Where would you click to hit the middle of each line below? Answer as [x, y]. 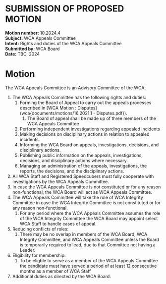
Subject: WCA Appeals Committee [40, 38]
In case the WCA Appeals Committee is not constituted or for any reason [86, 187]
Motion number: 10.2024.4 [33, 33]
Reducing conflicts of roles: [40, 229]
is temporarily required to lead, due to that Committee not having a [88, 245]
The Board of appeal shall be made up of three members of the [91, 118]
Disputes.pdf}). [112, 113]
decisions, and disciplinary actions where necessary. [74, 160]
